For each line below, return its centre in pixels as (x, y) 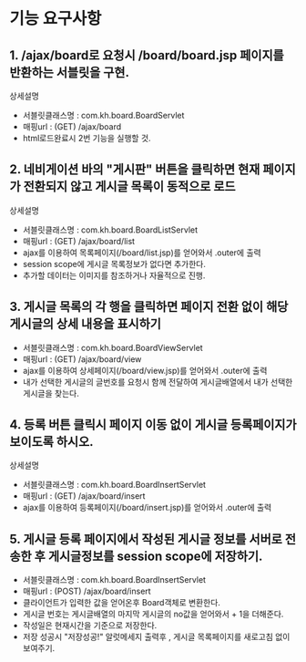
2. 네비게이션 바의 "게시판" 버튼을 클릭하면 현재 (135, 170)
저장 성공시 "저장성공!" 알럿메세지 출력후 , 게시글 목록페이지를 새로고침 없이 (156, 637)
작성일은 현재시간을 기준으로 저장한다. (90, 626)
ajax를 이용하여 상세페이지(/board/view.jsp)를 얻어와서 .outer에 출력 (145, 370)
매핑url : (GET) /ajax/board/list (78, 241)
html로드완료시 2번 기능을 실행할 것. (87, 138)
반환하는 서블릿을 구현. (70, 72)
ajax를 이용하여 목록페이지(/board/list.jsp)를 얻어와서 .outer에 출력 (142, 253)
